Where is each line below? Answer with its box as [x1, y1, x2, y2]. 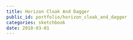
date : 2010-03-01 [6, 25, 50, 31]
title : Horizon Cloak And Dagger [6, 8, 90, 15]
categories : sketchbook [6, 19, 66, 25]
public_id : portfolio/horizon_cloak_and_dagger [6, 14, 128, 20]
